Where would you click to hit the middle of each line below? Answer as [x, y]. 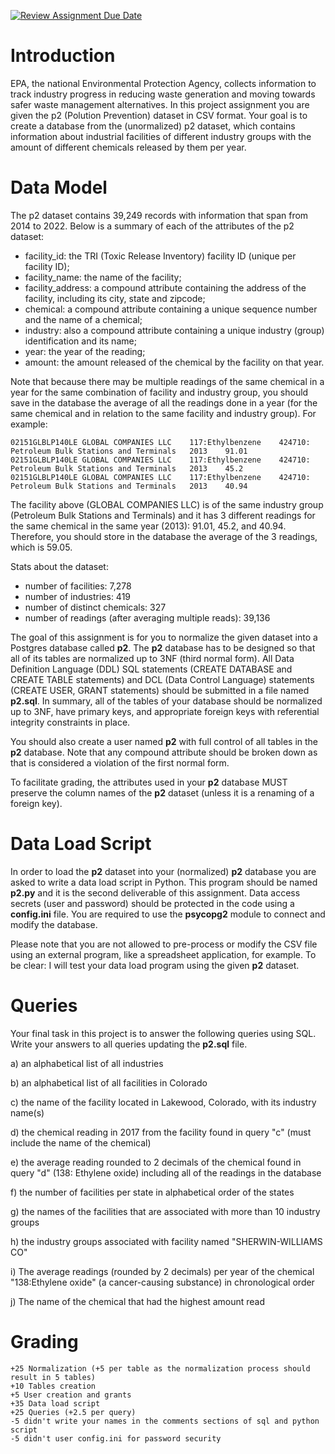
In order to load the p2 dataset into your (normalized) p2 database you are [163, 871]
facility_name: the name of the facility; [103, 277]
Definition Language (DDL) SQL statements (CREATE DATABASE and [151, 669]
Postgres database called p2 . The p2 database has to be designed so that [163, 647]
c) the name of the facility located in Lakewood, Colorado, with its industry [163, 1102]
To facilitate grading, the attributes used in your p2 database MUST [149, 782]
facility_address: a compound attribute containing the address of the [165, 287]
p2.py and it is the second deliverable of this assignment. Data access [155, 892]
